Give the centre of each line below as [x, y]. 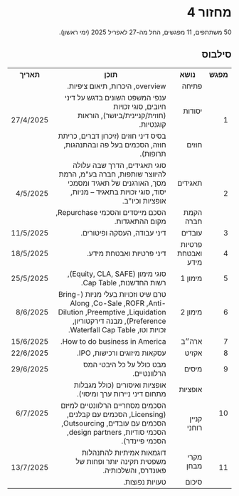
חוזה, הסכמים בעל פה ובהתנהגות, [115, 144]
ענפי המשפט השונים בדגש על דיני [116, 97]
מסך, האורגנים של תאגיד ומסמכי [117, 183]
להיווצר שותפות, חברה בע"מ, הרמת [112, 174]
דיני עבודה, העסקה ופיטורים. [123, 233]
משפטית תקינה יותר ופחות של [121, 461]
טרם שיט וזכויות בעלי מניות [126, 294]
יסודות [193, 111]
